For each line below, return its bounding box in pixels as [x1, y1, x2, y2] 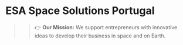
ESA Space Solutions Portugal [5, 4, 155, 18]
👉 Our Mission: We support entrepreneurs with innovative [34, 23, 178, 30]
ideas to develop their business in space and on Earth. [34, 32, 166, 39]
